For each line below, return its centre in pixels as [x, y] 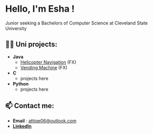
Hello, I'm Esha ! [40, 9]
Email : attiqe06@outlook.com [44, 121]
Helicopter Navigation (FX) [48, 62]
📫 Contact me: [30, 106]
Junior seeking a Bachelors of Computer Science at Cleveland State [76, 23]
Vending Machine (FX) [44, 67]
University [16, 28]
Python [21, 84]
